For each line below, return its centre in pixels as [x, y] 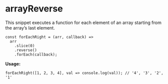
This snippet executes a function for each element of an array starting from [83, 22]
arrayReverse [34, 9]
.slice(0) [25, 45]
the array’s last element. [30, 27]
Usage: [13, 63]
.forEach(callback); [36, 54]
